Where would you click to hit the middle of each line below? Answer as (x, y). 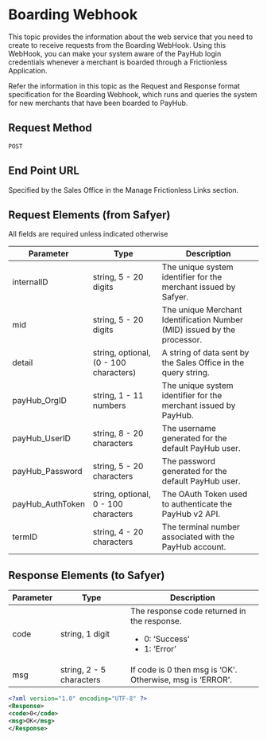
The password (189, 461)
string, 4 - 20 (118, 532)
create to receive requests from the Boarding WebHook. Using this (117, 45)
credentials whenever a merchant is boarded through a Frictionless (118, 62)
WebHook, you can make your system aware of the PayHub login (115, 53)
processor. (182, 340)
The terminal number (201, 527)
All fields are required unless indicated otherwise (88, 234)
